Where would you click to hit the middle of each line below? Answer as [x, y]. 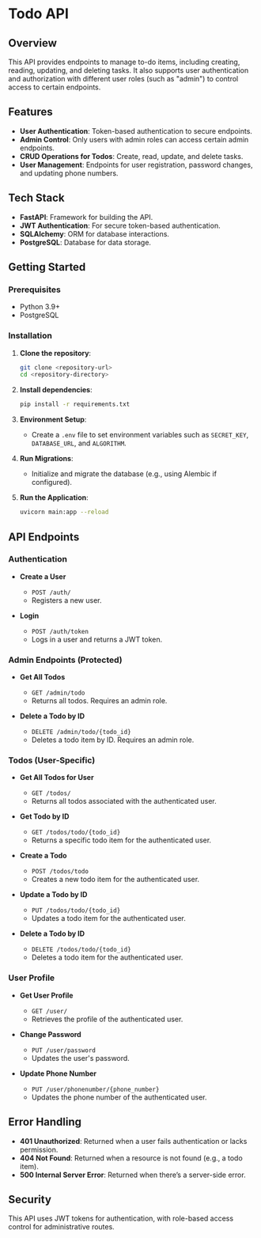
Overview [33, 43]
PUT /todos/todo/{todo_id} [76, 911]
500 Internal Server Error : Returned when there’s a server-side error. [133, 1175]
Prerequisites [34, 290]
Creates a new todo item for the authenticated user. [115, 880]
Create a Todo [43, 856]
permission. [39, 1149]
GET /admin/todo [58, 693]
